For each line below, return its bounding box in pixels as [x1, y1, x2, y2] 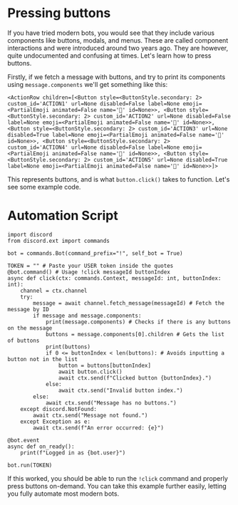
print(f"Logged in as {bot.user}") [20, 449, 126, 457]
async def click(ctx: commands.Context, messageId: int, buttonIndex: [7, 274, 222, 282]
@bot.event [7, 437, 40, 444]
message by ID [7, 306, 50, 313]
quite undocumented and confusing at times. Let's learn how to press [7, 51, 212, 60]
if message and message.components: [33, 312, 142, 319]
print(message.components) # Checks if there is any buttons [45, 318, 232, 326]
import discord [7, 231, 53, 238]
